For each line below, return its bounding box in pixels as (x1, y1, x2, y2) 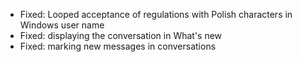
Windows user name (19, 19, 105, 31)
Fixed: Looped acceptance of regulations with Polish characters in (19, 9, 293, 20)
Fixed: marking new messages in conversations (19, 40, 217, 52)
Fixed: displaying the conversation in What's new (19, 30, 223, 41)
